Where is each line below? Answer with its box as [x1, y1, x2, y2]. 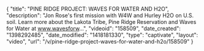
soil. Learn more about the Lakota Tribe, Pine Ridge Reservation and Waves [6, 18, 197, 25]
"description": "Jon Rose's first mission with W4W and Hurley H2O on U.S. [6, 12, 194, 19]
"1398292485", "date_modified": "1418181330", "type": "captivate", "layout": [6, 31, 198, 39]
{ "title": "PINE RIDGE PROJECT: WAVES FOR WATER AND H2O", [6, 6, 170, 12]
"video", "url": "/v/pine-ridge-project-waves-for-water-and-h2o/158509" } [6, 38, 194, 45]
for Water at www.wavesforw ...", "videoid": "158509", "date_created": [6, 25, 181, 32]
